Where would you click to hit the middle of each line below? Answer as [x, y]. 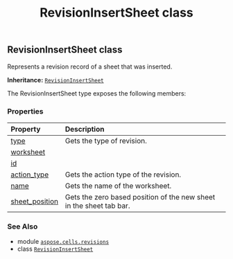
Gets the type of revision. [106, 141]
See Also [23, 226]
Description [85, 129]
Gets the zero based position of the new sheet [140, 197]
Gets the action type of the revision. [123, 175]
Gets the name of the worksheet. [118, 186]
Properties [25, 111]
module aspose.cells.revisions [63, 242]
